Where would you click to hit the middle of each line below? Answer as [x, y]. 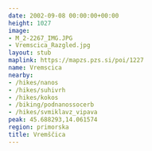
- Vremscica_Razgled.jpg [49, 46]
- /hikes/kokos [33, 97]
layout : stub [30, 53]
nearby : [21, 75]
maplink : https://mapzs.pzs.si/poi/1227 [76, 61]
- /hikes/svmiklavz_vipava [53, 113]
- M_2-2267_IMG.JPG [41, 38]
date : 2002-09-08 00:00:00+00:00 [64, 16]
